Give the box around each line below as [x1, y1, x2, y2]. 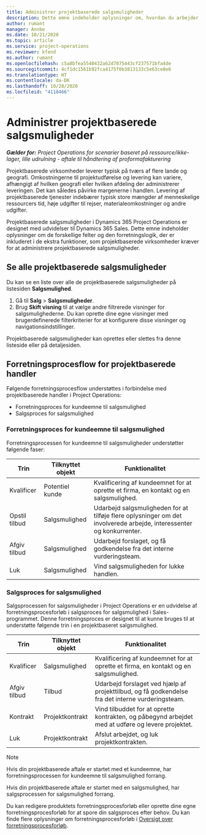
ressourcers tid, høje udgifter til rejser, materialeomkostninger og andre [6, 200, 186, 207]
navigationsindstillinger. [15, 323, 75, 330]
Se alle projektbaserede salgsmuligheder [6, 262, 167, 273]
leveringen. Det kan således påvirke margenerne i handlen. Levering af [6, 187, 185, 194]
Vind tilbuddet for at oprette [94, 705, 175, 713]
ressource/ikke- [149, 149, 190, 156]
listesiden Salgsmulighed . [6, 285, 73, 292]
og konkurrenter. [94, 526, 142, 535]
